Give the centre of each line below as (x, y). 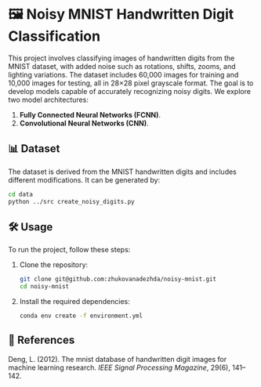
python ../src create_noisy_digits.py (71, 201)
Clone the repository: (54, 265)
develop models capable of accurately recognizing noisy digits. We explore (129, 91)
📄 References (42, 340)
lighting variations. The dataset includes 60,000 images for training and (123, 74)
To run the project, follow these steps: (69, 250)
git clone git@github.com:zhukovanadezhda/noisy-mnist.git (118, 279)
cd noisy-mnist (44, 287)
